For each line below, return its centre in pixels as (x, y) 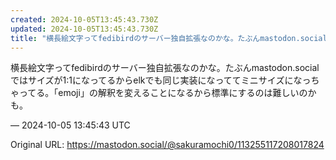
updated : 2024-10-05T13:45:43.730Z (84, 29)
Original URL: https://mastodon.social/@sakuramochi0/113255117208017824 (167, 145)
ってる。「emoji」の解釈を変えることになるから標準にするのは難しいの (163, 93)
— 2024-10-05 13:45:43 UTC (70, 125)
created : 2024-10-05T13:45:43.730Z (84, 19)
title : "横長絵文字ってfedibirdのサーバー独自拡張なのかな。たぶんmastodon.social (169, 38)
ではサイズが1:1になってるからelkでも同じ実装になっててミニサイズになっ (161, 80)
